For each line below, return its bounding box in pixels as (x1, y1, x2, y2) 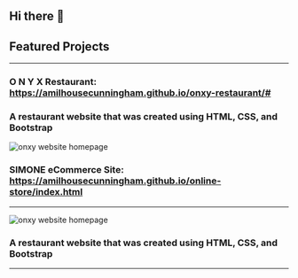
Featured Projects (9, 39, 110, 54)
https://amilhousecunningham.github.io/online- (9, 174, 222, 187)
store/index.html (9, 186, 83, 198)
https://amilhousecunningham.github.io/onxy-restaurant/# (9, 87, 271, 99)
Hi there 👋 (9, 9, 65, 24)
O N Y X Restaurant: (9, 76, 98, 89)
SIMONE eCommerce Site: (9, 164, 124, 176)
